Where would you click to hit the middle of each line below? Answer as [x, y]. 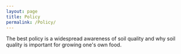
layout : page [22, 11]
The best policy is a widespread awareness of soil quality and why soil [91, 39]
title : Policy [23, 17]
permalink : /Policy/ [31, 22]
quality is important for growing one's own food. [64, 45]
